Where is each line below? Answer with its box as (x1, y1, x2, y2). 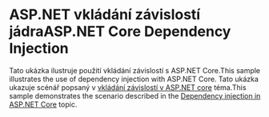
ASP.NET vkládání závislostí (9, 6, 201, 24)
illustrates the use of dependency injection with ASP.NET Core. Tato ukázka (9, 74, 259, 84)
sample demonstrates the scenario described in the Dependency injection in (9, 91, 261, 100)
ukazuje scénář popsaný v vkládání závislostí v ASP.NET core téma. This (9, 82, 247, 92)
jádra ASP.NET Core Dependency (9, 22, 231, 41)
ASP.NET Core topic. (9, 99, 78, 109)
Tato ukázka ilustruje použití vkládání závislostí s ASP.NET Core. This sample (9, 65, 261, 75)
